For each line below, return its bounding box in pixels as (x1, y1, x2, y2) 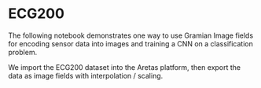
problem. (8, 47, 38, 57)
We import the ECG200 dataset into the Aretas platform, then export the (8, 62, 241, 71)
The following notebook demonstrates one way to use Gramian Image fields (8, 31, 254, 40)
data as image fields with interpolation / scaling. (8, 71, 164, 80)
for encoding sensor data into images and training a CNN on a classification (8, 38, 253, 48)
